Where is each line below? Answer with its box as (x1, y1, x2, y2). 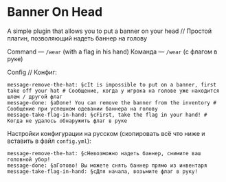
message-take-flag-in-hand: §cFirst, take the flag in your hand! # (7, 111, 207, 118)
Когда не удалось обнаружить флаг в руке (7, 117, 128, 124)
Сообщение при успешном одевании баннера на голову (7, 105, 158, 112)
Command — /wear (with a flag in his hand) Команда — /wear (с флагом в (7, 47, 218, 56)
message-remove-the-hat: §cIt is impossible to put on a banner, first (7, 81, 216, 88)
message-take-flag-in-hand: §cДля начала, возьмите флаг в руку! (7, 168, 198, 175)
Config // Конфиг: (7, 68, 57, 76)
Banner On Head (7, 4, 103, 20)
